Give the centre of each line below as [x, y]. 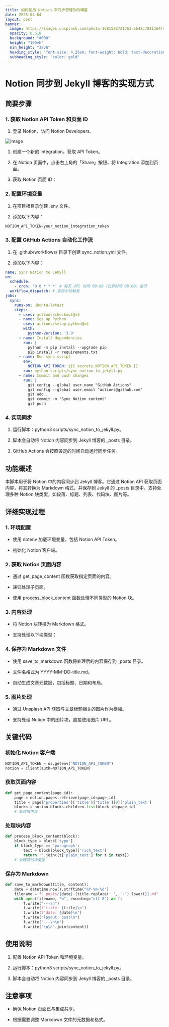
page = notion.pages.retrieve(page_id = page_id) [65, 798]
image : [17, 29]
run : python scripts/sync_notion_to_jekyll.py [73, 371]
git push [37, 404]
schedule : [20, 282]
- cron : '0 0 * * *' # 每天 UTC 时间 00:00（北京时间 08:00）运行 [81, 286]
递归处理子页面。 [30, 587]
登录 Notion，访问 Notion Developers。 [53, 131]
